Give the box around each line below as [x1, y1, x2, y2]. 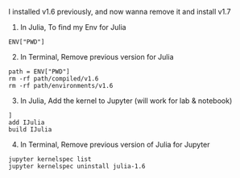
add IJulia [8, 118, 45, 126]
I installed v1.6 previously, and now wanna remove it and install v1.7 [8, 7, 231, 16]
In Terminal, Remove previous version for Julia [19, 52, 175, 61]
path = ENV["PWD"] [8, 68, 70, 76]
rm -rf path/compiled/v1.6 [8, 75, 99, 83]
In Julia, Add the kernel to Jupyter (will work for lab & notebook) [19, 96, 233, 106]
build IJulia [8, 126, 52, 134]
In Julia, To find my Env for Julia [19, 23, 126, 31]
